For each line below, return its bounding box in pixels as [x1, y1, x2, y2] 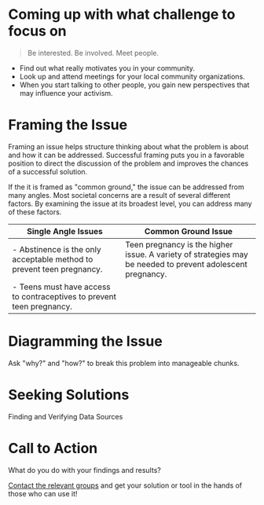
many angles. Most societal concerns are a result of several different [8, 190, 231, 199]
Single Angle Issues [27, 225, 104, 236]
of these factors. [8, 207, 62, 217]
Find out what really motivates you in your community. [19, 63, 195, 72]
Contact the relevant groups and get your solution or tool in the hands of [8, 481, 243, 490]
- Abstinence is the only [12, 243, 101, 254]
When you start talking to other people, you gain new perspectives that [19, 80, 250, 90]
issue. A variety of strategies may [125, 249, 249, 260]
